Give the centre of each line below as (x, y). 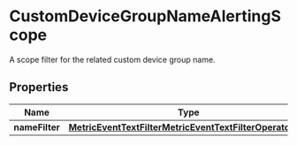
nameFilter (37, 127)
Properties (39, 87)
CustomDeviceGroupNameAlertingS (145, 16)
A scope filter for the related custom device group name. (112, 59)
